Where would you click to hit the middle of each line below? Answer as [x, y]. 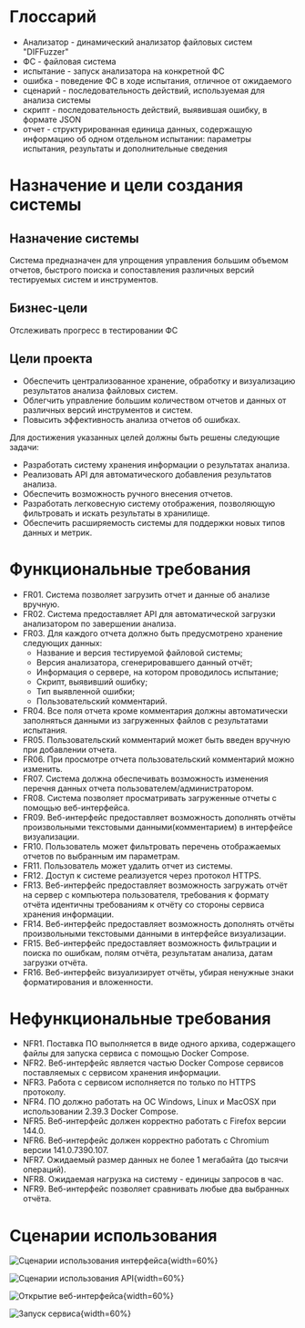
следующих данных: [62, 643]
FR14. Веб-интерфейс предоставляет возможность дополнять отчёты [158, 923]
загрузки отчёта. [55, 963]
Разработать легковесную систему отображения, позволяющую [149, 503]
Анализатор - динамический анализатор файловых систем [137, 42]
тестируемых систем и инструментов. [84, 279]
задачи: [24, 447]
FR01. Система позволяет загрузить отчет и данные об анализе [146, 594]
